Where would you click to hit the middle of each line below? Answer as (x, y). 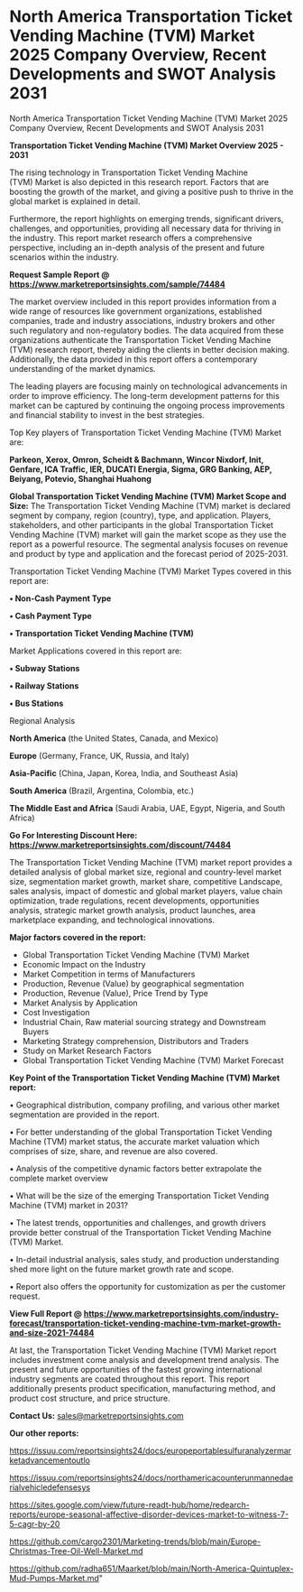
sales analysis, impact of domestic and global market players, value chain (146, 891)
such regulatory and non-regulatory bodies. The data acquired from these (147, 330)
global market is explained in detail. (75, 201)
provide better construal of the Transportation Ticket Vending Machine (141, 1232)
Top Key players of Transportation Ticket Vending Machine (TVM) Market (146, 432)
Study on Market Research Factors (87, 1051)
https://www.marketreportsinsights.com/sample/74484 (117, 284)
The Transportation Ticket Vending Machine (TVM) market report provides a (151, 862)
